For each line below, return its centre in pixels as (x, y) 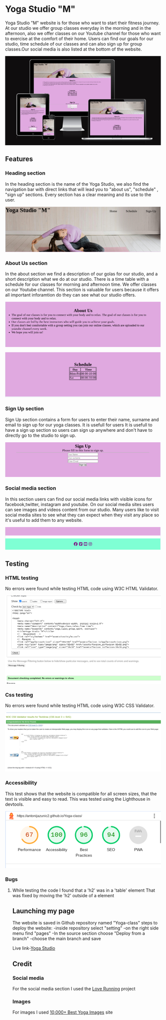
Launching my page (43, 911)
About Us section (26, 263)
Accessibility (21, 783)
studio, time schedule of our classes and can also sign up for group (74, 44)
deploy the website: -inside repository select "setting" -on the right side (85, 928)
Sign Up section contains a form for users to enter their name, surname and (82, 419)
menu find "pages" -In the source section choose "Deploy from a (79, 933)
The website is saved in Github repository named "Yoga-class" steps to (85, 923)
